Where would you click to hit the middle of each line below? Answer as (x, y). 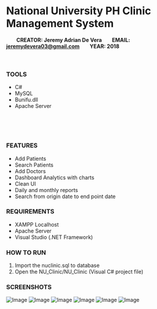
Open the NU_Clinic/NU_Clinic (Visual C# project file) (79, 272)
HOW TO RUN (26, 252)
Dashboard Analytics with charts (55, 177)
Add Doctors (30, 171)
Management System (60, 23)
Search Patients (34, 165)
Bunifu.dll (26, 100)
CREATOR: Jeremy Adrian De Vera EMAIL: (73, 40)
